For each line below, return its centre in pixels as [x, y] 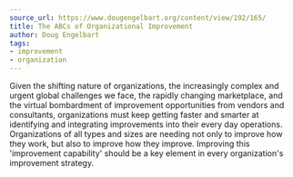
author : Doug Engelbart [55, 34]
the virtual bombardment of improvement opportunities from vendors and [147, 105]
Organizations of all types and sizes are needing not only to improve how [146, 134]
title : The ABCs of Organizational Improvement [101, 26]
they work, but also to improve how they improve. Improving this [130, 143]
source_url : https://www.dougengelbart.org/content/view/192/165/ [138, 18]
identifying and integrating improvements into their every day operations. [146, 124]
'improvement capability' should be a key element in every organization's [146, 153]
